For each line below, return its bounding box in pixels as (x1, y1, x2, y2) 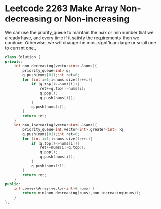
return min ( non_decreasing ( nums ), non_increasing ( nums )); (22, 191, 141, 196)
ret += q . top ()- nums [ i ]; (40, 86, 86, 91)
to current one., (5, 45, 37, 51)
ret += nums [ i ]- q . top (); (40, 145, 86, 150)
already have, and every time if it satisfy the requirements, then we (5, 35, 140, 41)
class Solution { (5, 54, 40, 59)
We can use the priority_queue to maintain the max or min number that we (5, 29, 154, 35)
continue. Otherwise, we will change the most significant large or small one (5, 40, 156, 45)
